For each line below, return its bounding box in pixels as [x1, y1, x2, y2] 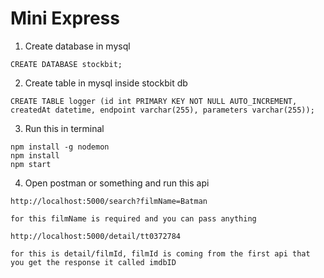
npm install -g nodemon [10, 142, 110, 152]
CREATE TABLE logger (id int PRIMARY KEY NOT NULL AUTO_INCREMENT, [10, 96, 298, 106]
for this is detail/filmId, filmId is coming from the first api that [10, 248, 311, 259]
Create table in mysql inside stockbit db [24, 77, 188, 89]
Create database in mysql [24, 40, 131, 52]
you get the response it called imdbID [10, 257, 177, 267]
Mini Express [10, 7, 120, 30]
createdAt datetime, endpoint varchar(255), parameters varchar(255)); [10, 105, 315, 115]
